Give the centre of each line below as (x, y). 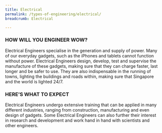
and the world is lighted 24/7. (34, 81)
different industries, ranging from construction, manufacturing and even (77, 110)
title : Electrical (24, 9)
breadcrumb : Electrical (29, 19)
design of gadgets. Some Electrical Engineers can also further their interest (81, 115)
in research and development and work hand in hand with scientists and (77, 120)
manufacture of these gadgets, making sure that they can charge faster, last (81, 66)
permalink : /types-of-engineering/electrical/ (53, 14)
